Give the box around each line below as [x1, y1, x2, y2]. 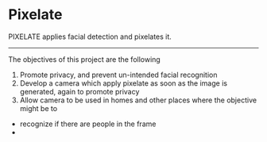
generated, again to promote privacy [19, 86, 140, 96]
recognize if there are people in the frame [19, 119, 157, 129]
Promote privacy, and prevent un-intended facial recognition [19, 70, 218, 79]
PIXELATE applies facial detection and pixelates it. [8, 32, 172, 41]
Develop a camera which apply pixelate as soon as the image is [19, 78, 228, 88]
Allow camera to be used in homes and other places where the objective [19, 95, 257, 105]
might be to [19, 103, 58, 113]
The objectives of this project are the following [8, 54, 161, 64]
